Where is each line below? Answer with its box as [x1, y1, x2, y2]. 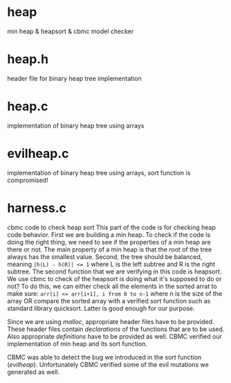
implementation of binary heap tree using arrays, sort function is [7, 168, 191, 177]
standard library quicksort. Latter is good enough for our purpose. [7, 304, 195, 312]
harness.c [7, 200, 67, 215]
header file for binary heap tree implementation [7, 74, 142, 82]
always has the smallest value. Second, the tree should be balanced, [7, 252, 203, 260]
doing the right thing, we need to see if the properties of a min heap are [7, 238, 211, 246]
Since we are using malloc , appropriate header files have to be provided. [7, 317, 214, 326]
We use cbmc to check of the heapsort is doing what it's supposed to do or [7, 274, 222, 283]
